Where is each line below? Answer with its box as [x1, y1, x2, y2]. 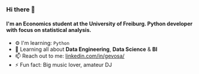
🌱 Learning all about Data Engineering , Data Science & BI [14, 46, 158, 53]
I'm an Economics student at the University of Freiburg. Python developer [6, 20, 193, 27]
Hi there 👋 [6, 5, 36, 14]
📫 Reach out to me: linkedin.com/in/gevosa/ [14, 53, 125, 60]
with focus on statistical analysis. [6, 26, 91, 33]
